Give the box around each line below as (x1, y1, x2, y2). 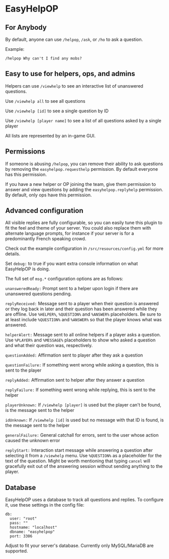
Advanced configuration (5, 206, 84, 215)
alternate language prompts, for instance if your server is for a (5, 230, 134, 237)
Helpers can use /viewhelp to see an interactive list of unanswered (5, 83, 143, 89)
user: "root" (10, 516, 37, 521)
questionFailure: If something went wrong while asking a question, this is (5, 362, 159, 368)
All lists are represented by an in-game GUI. (5, 132, 96, 138)
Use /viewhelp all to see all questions (5, 98, 86, 104)
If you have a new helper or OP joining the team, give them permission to (5, 181, 156, 187)
